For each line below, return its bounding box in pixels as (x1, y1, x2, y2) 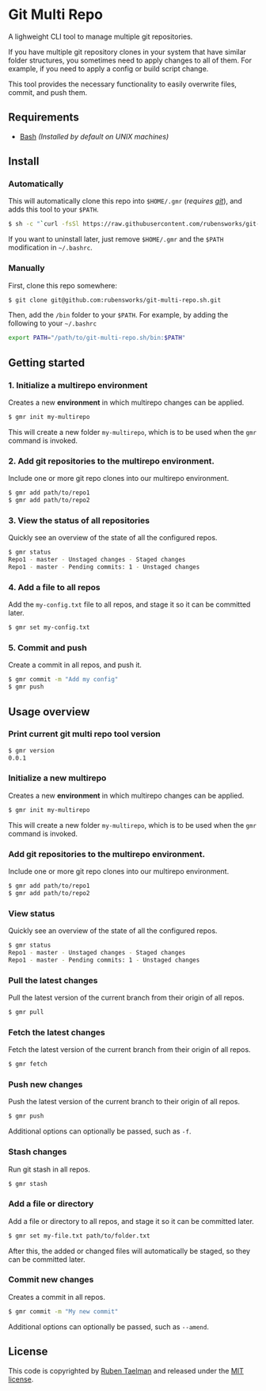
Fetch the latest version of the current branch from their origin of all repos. (8, 1045, 251, 1054)
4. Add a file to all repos (8, 581, 101, 593)
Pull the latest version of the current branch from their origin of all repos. (8, 993, 245, 1002)
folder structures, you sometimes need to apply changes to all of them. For (8, 55, 252, 65)
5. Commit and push (8, 642, 87, 653)
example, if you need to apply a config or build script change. (8, 63, 209, 73)
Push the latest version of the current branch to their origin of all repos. (8, 1097, 240, 1107)
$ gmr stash (8, 1179, 47, 1187)
